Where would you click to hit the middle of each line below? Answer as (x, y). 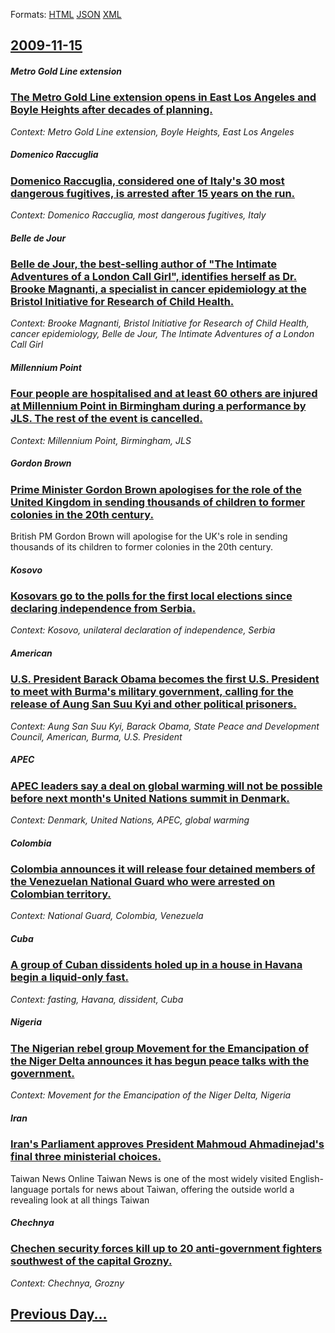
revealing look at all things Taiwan (80, 1200)
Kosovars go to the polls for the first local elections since (151, 596)
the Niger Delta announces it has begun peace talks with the (160, 1061)
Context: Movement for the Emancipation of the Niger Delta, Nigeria (151, 1095)
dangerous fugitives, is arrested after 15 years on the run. (153, 193)
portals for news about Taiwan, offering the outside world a (172, 1189)
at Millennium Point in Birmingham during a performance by (158, 406)
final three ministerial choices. (86, 1157)
